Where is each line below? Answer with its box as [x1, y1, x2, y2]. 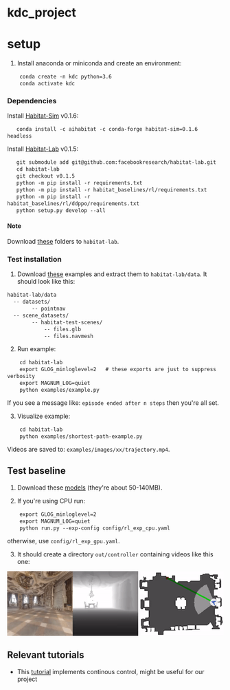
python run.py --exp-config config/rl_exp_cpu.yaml [19, 525, 170, 532]
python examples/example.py [19, 386, 100, 393]
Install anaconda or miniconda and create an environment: [16, 59, 182, 67]
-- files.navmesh [43, 333, 94, 339]
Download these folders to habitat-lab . [7, 237, 119, 245]
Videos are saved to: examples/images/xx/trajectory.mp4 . [7, 445, 170, 453]
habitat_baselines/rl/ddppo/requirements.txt [7, 200, 139, 207]
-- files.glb [43, 326, 81, 333]
